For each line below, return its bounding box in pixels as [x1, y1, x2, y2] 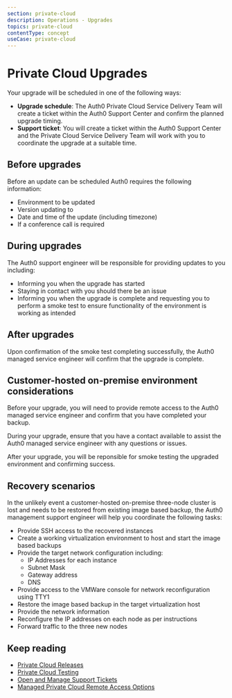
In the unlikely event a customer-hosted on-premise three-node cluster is [7, 499, 217, 507]
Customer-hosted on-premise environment [7, 375, 198, 386]
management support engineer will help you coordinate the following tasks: [7, 513, 222, 521]
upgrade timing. [17, 117, 63, 125]
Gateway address [27, 571, 78, 579]
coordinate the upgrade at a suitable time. [17, 139, 137, 147]
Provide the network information [17, 607, 109, 616]
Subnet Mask [27, 564, 66, 572]
